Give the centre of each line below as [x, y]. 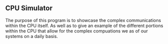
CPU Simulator [29, 8]
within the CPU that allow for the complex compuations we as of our [77, 31]
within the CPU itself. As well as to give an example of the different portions [84, 25]
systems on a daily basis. [32, 36]
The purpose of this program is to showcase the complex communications [83, 20]
